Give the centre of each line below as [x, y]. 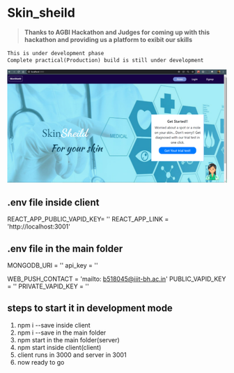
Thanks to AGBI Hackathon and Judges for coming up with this [117, 32]
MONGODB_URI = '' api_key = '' [53, 265]
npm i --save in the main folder [62, 332]
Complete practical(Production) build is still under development [106, 60]
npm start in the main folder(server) [68, 339]
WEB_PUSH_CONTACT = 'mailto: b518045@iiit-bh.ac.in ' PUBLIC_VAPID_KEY [117, 279]
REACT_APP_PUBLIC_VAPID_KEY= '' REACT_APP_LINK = [88, 219]
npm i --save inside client [54, 325]
